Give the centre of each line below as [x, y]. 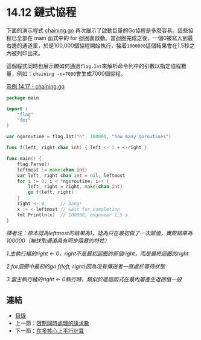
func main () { [24, 159]
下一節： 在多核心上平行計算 [49, 331]
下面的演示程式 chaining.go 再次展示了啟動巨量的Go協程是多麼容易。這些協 [100, 30]
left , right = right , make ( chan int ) [75, 187]
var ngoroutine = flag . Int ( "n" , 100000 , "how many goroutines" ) [89, 137]
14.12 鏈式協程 [41, 12]
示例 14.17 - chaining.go [36, 86]
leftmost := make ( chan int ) [52, 170]
